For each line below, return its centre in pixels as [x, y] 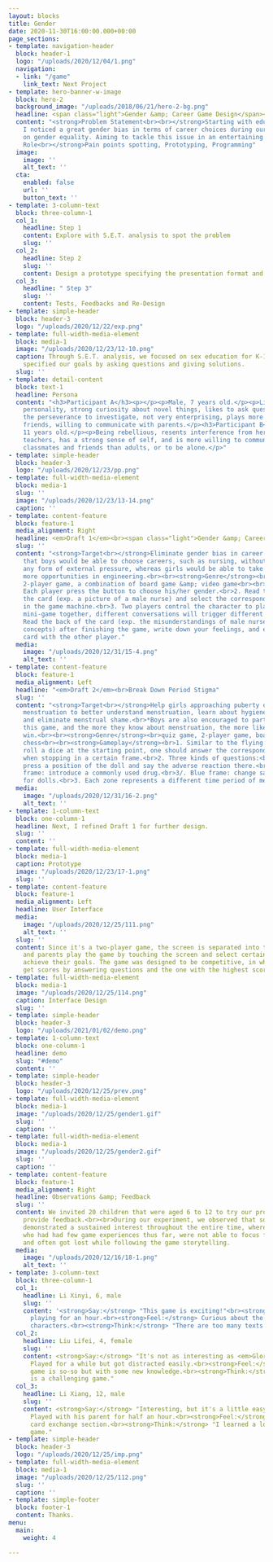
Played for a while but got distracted [97, 1364]
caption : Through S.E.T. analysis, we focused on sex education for [134, 357]
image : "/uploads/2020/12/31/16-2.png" [91, 796]
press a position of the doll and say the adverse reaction [127, 766]
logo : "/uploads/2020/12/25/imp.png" [80, 1455]
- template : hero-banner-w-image [65, 92]
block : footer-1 [43, 1507]
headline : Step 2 [52, 258]
